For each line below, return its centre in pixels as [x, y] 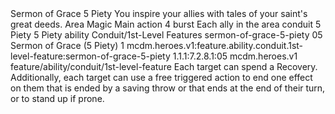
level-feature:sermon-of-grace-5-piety [90, 56]
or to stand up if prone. [57, 98]
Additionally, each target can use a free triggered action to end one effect [161, 77]
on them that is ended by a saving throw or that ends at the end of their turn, [168, 88]
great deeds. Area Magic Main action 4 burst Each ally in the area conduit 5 [166, 24]
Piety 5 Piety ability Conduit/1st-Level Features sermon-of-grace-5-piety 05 [166, 35]
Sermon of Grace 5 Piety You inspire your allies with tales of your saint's [159, 13]
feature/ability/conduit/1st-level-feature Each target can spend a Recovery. [164, 66]
